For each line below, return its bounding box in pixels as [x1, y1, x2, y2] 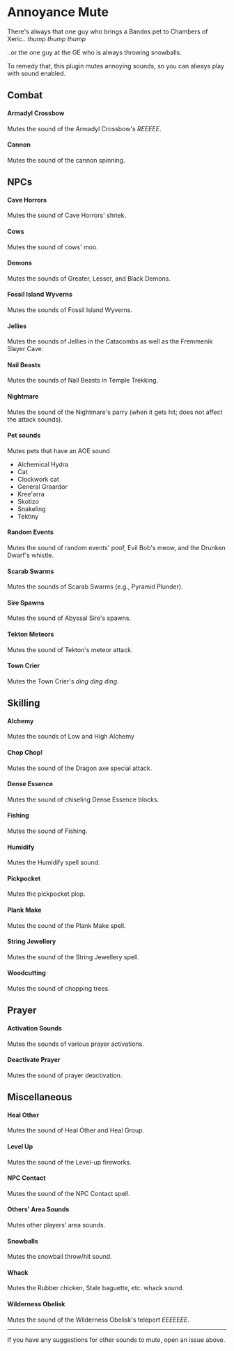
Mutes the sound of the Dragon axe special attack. [7, 764, 153, 772]
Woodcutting [7, 968, 47, 977]
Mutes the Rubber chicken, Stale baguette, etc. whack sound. [7, 1284, 185, 1292]
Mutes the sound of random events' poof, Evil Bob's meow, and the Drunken [7, 543, 226, 552]
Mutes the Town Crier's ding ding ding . [7, 677, 120, 685]
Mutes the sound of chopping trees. [7, 984, 110, 992]
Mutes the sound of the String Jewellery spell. [7, 952, 139, 961]
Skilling [7, 697, 40, 709]
